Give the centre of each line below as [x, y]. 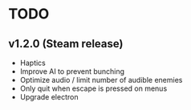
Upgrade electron [49, 97]
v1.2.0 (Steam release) [66, 44]
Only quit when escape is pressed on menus [93, 88]
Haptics [33, 63]
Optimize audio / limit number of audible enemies [101, 80]
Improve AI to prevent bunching [72, 71]
